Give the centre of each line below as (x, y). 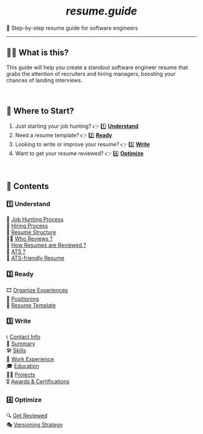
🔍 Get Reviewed (27, 416)
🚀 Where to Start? (40, 111)
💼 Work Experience (30, 359)
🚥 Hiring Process (27, 226)
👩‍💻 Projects (21, 375)
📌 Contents (28, 186)
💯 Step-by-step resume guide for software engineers (72, 28)
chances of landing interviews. (44, 80)
